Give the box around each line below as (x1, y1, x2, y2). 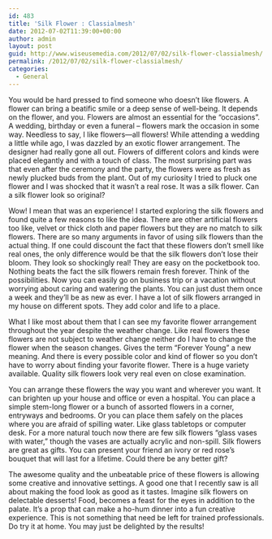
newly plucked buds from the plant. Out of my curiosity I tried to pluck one (8, 173, 257, 182)
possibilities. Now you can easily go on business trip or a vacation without (8, 274, 256, 285)
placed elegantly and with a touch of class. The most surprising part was (8, 156, 253, 165)
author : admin (8, 34, 57, 43)
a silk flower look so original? (8, 190, 106, 199)
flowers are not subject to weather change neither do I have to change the (8, 334, 257, 344)
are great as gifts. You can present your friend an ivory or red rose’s (8, 445, 235, 454)
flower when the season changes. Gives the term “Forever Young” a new (8, 343, 252, 353)
